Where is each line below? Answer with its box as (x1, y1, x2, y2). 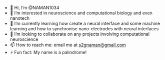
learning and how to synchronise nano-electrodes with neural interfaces (9, 26, 159, 32)
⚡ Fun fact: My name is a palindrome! (9, 50, 87, 55)
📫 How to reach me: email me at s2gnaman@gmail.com (9, 42, 126, 48)
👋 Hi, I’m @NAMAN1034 (9, 5, 59, 10)
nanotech (9, 15, 30, 21)
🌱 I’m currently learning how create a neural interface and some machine (9, 20, 160, 26)
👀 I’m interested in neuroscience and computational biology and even (9, 10, 152, 16)
